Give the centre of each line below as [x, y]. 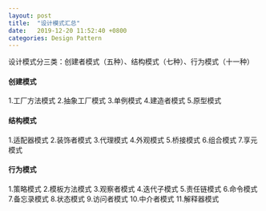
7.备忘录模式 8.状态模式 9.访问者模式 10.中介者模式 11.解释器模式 [114, 199]
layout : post [30, 16]
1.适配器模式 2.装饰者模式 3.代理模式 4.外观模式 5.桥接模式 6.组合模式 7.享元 [133, 140]
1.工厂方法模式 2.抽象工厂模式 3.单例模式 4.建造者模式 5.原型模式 [115, 101]
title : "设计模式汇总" [44, 23]
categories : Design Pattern [55, 38]
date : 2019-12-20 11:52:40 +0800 [68, 30]
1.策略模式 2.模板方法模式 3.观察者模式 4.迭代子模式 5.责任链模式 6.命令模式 [133, 189]
